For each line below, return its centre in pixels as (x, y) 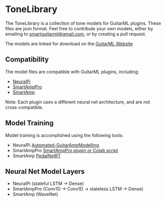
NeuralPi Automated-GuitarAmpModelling (56, 145)
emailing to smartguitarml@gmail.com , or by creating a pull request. (76, 34)
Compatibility (27, 60)
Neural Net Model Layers (45, 172)
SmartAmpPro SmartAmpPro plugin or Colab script (65, 150)
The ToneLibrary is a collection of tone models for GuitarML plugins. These (83, 23)
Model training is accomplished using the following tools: (64, 135)
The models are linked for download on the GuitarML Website (69, 43)
